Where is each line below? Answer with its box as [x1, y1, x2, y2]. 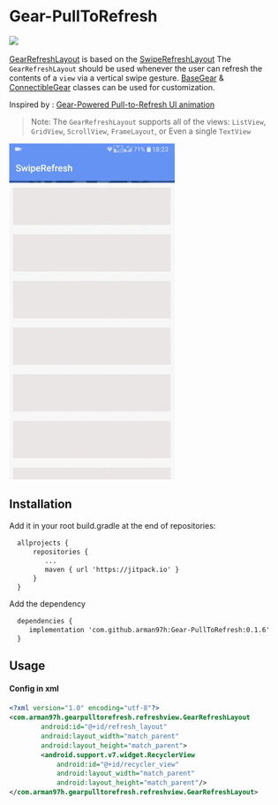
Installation [9, 497, 72, 512]
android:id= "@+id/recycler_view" [56, 760, 179, 769]
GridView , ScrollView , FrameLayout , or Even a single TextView [30, 126, 252, 136]
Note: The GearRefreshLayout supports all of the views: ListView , [30, 116, 267, 127]
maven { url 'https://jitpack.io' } [44, 565, 179, 574]
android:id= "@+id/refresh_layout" [41, 723, 168, 731]
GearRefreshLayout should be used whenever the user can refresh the [9, 63, 263, 74]
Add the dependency [9, 598, 86, 608]
